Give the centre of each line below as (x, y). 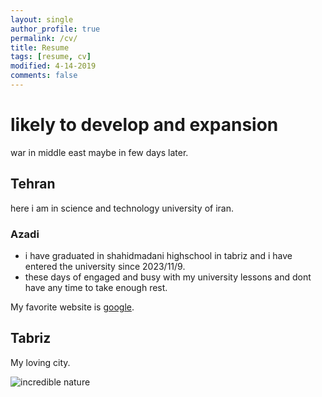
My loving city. (40, 362)
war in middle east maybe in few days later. (99, 152)
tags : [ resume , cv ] (51, 57)
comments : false (44, 76)
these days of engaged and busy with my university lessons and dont (168, 277)
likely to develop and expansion (144, 125)
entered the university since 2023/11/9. (105, 266)
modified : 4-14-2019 (53, 66)
